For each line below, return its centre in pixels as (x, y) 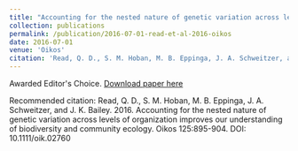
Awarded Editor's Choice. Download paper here (96, 83)
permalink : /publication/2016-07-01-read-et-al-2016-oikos (121, 34)
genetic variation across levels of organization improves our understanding (146, 119)
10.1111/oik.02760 (40, 138)
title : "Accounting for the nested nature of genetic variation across (144, 17)
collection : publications (57, 26)
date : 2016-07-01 (41, 42)
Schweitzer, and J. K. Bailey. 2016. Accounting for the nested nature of (138, 110)
